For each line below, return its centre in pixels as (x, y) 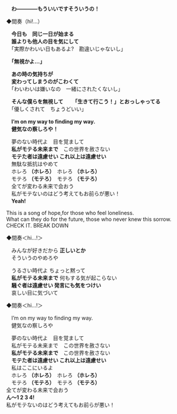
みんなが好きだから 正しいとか (48, 250)
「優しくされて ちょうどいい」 (49, 109)
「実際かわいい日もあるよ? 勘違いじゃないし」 (69, 49)
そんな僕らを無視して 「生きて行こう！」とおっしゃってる (86, 102)
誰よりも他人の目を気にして (45, 41)
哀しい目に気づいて (34, 293)
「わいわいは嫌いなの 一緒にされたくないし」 (67, 89)
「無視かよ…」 (29, 61)
